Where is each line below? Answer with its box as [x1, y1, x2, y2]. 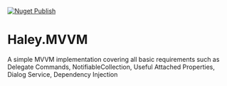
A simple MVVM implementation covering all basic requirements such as [7, 55, 220, 63]
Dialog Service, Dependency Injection [7, 70, 118, 78]
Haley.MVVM [7, 32, 88, 48]
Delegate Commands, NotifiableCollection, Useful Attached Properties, [7, 63, 215, 71]
